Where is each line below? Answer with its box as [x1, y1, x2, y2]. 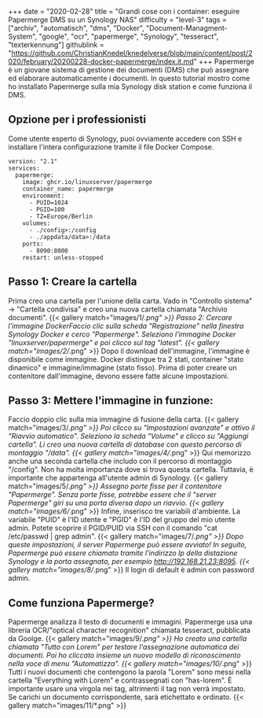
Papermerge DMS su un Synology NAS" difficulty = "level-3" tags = [8, 15, 228, 24]
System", [8, 31, 38, 41]
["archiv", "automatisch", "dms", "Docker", [8, 24, 145, 32]
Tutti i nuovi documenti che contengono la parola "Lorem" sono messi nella [8, 668, 251, 677]
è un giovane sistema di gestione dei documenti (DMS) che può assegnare [8, 65, 250, 74]
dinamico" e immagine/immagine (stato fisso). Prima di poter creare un [8, 363, 237, 372]
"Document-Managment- [146, 24, 228, 32]
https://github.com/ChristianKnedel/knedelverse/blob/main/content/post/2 [11, 49, 253, 57]
